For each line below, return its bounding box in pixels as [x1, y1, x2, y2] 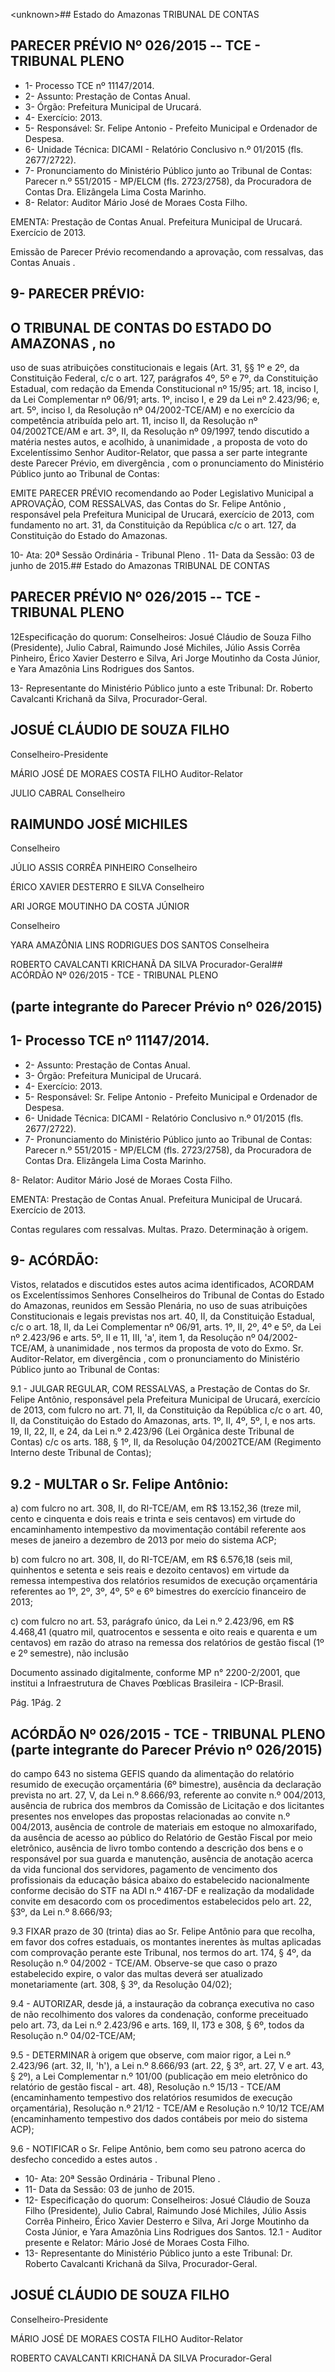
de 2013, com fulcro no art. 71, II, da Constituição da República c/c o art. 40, [10, 1404, 323, 1416]
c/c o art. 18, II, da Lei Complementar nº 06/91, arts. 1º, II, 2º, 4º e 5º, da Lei [10, 1321, 322, 1333]
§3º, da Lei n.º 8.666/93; [10, 1906, 113, 1918]
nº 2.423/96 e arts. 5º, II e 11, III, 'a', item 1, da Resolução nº [10, 1332, 256, 1344]
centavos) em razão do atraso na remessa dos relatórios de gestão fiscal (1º [10, 1637, 325, 1649]
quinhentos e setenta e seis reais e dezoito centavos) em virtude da [10, 1564, 290, 1576]
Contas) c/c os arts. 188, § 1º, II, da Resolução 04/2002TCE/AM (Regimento [10, 1436, 322, 1448]
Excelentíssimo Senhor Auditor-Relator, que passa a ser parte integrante [10, 447, 308, 459]
